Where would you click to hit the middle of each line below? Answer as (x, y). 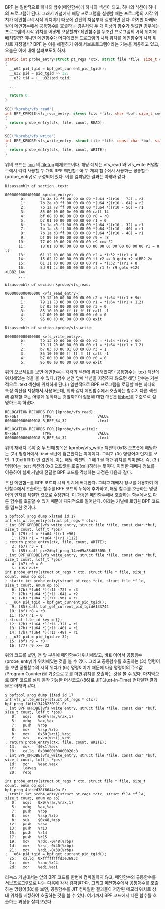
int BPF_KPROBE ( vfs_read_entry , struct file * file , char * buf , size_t (79, 114)
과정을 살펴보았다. (35, 901)
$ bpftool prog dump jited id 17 (39, 695)
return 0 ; (19, 96)
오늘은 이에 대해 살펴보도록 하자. (36, 50)
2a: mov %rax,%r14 (34, 863)
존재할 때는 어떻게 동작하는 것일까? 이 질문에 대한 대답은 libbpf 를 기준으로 (81, 397)
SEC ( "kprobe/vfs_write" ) (30, 136)
